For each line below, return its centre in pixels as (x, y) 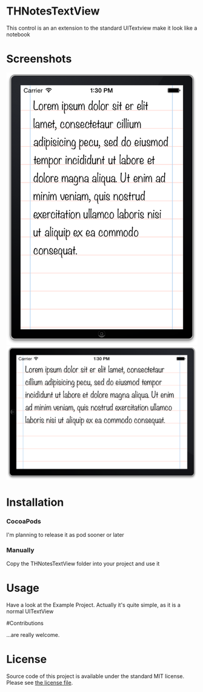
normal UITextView (30, 611)
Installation (35, 502)
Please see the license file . (40, 682)
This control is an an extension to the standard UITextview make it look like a (102, 28)
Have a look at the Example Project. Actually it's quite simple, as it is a (93, 605)
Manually (20, 550)
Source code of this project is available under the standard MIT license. (95, 676)
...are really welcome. (33, 634)
